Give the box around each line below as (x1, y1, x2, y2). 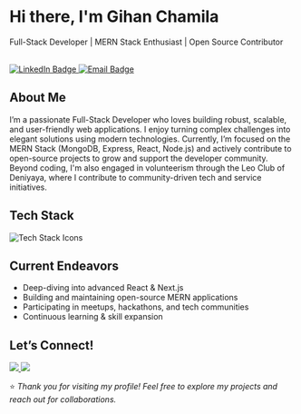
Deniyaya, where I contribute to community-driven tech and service (9, 172, 262, 182)
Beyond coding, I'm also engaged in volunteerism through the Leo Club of (9, 162, 286, 173)
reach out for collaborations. (9, 394, 117, 405)
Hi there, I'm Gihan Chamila (9, 6, 219, 27)
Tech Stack (9, 208, 74, 223)
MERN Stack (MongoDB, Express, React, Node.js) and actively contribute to (9, 143, 292, 153)
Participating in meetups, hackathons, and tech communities (22, 301, 249, 312)
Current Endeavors (9, 258, 120, 273)
